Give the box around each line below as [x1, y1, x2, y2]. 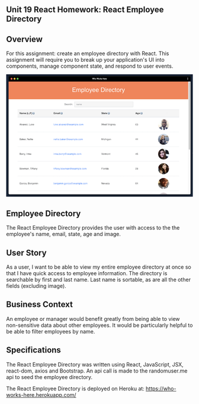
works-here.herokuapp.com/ [6, 391, 76, 398]
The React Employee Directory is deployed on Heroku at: [6, 385, 145, 392]
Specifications [6, 345, 61, 355]
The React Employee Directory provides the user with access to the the [6, 224, 180, 231]
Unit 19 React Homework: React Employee [6, 5, 164, 15]
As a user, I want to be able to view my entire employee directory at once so [6, 263, 191, 271]
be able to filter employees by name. [6, 327, 95, 335]
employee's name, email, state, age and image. [6, 231, 121, 238]
